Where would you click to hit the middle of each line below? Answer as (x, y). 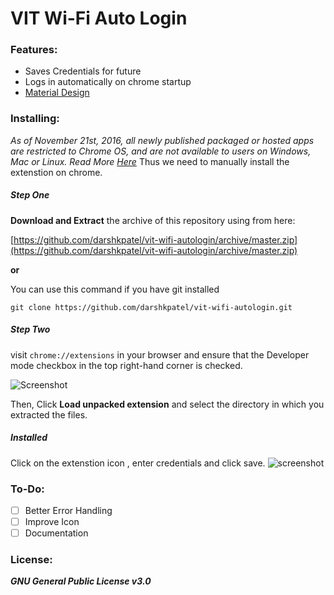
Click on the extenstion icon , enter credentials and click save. (138, 463)
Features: (34, 50)
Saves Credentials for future (83, 71)
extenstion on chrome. (56, 172)
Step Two (30, 329)
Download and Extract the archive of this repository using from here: (153, 220)
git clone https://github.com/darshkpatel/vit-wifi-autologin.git (151, 307)
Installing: (35, 119)
